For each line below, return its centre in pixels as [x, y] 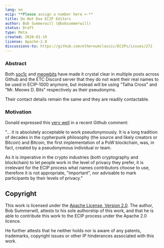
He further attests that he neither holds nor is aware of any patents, [73, 231]
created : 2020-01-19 [26, 37]
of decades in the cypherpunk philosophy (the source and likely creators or [81, 138]
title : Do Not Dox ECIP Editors [38, 19]
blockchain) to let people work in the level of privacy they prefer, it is [74, 163]
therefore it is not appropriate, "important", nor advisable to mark [71, 173]
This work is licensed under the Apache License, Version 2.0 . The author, [79, 206]
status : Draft [20, 28]
